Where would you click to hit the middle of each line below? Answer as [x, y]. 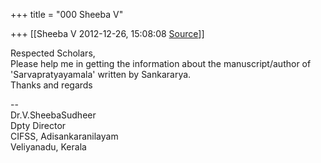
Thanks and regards [51, 85]
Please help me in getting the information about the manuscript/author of [161, 63]
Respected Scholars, [53, 53]
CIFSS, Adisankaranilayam [64, 136]
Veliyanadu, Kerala [48, 147]
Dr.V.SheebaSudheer [53, 115]
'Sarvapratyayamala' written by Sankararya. [101, 74]
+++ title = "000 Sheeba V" [67, 14]
